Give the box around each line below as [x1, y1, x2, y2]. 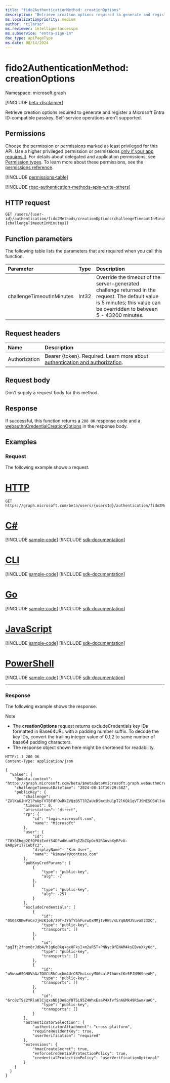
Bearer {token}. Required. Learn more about [45, 352, 148, 359]
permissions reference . [5, 164, 54, 170]
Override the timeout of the [96, 274, 161, 281]
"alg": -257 [41, 892, 67, 897]
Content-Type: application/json [5, 759, 73, 764]
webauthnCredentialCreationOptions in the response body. [5, 423, 128, 429]
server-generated [96, 280, 140, 287]
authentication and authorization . [45, 359, 123, 366]
